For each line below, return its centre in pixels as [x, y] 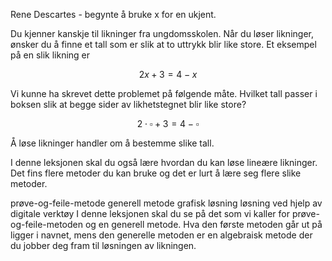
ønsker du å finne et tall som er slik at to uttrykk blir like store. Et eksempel [163, 44]
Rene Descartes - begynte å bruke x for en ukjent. [113, 14]
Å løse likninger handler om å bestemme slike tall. [112, 143]
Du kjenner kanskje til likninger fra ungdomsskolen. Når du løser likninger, [162, 33]
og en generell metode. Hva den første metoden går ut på [203, 224]
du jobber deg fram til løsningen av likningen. [103, 245]
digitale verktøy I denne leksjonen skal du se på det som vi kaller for [150, 213]
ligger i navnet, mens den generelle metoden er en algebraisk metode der [161, 235]
